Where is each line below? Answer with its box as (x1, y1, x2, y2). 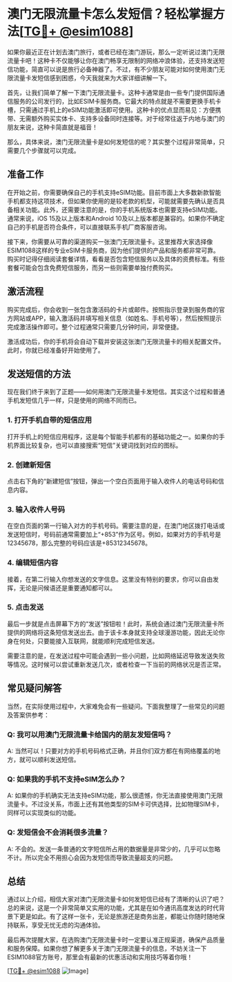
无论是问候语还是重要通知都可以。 (19, 584, 116, 592)
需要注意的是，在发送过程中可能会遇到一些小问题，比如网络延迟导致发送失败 (7, 651, 225, 660)
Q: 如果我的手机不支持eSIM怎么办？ (7, 774, 126, 784)
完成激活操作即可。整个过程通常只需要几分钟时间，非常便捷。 (7, 322, 183, 331)
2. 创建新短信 (7, 460, 51, 470)
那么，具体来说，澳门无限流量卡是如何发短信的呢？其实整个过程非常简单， (7, 138, 219, 146)
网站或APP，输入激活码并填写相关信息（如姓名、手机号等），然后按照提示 (12, 314, 222, 322)
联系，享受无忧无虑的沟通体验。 (12, 921, 104, 929)
